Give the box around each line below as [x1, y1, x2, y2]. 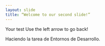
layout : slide [5, 7, 36, 13]
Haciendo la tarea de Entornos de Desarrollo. [5, 36, 100, 42]
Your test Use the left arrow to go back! [5, 26, 89, 32]
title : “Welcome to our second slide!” [5, 12, 91, 17]
